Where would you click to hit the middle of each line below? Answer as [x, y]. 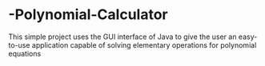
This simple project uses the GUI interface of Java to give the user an [122, 37]
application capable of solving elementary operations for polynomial [144, 45]
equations [25, 53]
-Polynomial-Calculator [88, 15]
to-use [19, 45]
